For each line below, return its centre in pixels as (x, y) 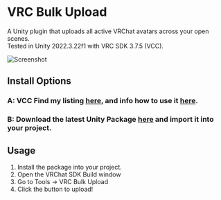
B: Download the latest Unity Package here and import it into (110, 120)
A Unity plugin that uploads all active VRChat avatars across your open (108, 31)
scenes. (18, 38)
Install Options (39, 81)
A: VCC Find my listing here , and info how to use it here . (103, 101)
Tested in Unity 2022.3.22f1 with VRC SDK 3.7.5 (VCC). (86, 46)
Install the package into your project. (70, 167)
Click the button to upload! (55, 189)
